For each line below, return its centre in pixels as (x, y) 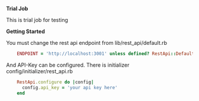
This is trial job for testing (37, 20)
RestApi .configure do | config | (55, 82)
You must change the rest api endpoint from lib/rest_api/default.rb (87, 43)
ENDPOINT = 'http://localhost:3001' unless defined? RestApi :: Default (106, 54)
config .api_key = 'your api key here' (70, 87)
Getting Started (26, 31)
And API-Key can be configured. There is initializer (68, 65)
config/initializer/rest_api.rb (39, 71)
